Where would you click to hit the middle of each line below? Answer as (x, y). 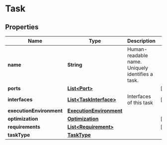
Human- (137, 49)
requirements (24, 127)
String (75, 65)
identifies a (140, 74)
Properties (22, 27)
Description (141, 41)
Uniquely (137, 68)
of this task (140, 103)
